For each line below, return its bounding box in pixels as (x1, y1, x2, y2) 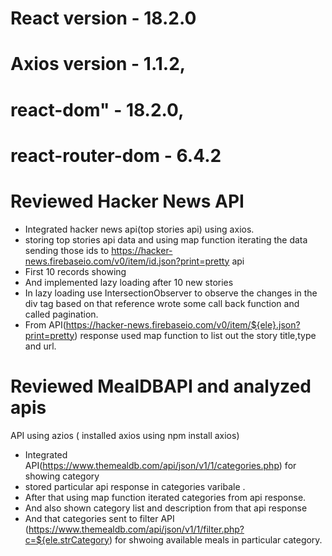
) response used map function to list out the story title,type (74, 329, 317, 341)
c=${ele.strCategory (24, 533, 110, 546)
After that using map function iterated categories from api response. (24, 491, 307, 503)
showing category (24, 470, 100, 482)
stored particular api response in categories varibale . (24, 480, 246, 492)
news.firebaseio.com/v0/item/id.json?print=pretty (24, 255, 230, 267)
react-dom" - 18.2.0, (10, 98, 185, 121)
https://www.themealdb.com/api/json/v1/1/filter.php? (28, 523, 245, 535)
